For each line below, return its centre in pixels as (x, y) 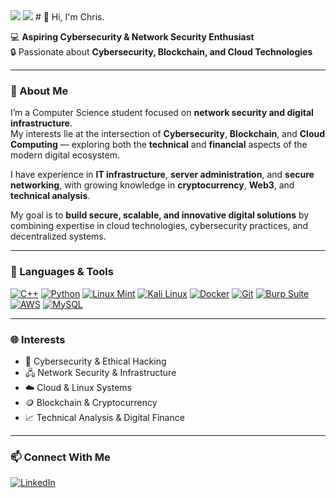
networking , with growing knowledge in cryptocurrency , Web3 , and (152, 185)
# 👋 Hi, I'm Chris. (69, 17)
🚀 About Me (39, 91)
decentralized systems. (58, 236)
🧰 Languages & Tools (62, 272)
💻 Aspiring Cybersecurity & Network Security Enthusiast (132, 37)
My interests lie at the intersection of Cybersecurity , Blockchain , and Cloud (168, 134)
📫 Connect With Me (60, 457)
